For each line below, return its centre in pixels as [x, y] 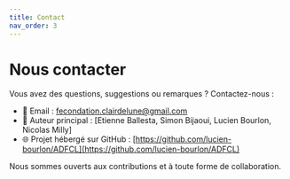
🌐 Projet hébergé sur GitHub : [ [78, 139]
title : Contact [37, 17]
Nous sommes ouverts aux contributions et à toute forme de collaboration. [145, 167]
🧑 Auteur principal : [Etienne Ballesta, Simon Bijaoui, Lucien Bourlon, [147, 121]
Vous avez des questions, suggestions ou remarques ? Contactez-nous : [142, 94]
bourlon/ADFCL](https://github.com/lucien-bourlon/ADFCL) [131, 149]
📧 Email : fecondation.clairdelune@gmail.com [105, 111]
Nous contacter [68, 70]
